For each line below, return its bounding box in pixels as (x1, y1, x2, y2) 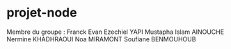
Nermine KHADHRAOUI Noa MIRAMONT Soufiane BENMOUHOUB (6, 35, 196, 43)
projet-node (6, 5, 77, 21)
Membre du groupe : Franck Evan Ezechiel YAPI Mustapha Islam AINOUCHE (6, 28, 224, 36)
